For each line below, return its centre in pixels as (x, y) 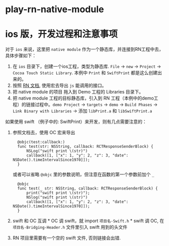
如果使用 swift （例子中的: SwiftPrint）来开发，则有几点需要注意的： (76, 122)
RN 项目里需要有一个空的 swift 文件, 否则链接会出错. (67, 238)
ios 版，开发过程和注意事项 (61, 34)
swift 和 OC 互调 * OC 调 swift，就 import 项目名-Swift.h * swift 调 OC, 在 (88, 221)
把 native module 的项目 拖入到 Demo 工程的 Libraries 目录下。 (78, 92)
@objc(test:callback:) (41, 142)
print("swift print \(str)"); (58, 193)
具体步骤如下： (21, 56)
